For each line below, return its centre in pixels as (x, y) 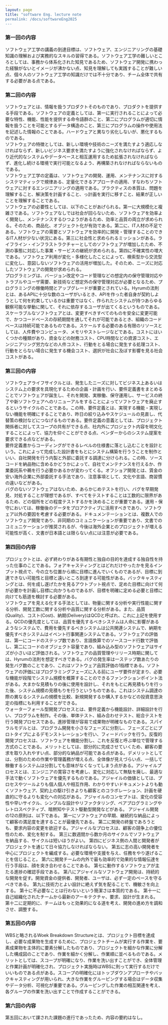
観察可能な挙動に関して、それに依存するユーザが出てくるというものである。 (84, 307)
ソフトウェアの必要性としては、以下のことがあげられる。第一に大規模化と (82, 207)
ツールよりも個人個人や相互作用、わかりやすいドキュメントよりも (90, 784)
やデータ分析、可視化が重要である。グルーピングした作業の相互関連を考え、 (84, 985)
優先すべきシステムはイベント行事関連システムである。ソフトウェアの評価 (82, 634)
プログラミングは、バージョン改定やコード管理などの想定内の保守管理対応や (84, 275)
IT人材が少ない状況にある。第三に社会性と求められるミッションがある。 (84, 238)
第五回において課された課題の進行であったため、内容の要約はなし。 (75, 1017)
